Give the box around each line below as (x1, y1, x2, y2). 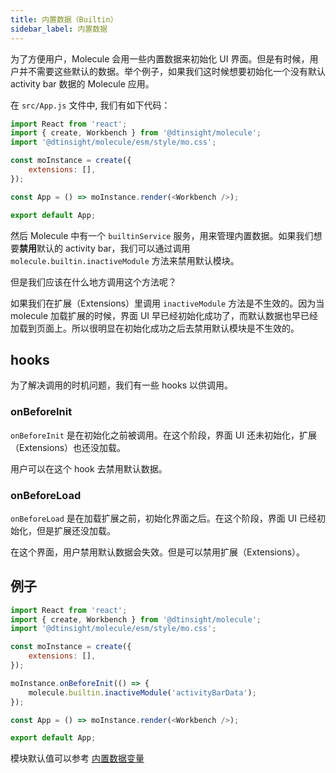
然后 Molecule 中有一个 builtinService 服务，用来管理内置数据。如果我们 (10, 229, 314, 241)
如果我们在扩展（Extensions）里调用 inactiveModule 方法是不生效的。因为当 (10, 297, 325, 309)
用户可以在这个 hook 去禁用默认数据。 (10, 462, 168, 475)
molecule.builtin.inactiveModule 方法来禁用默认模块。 (10, 254, 240, 266)
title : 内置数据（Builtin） (10, 14, 118, 25)
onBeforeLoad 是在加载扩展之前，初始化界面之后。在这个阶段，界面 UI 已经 (10, 512, 317, 524)
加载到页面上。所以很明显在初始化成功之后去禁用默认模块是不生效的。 (10, 322, 300, 334)
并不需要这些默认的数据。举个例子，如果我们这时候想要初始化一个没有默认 (18, 65, 326, 77)
